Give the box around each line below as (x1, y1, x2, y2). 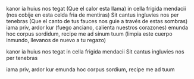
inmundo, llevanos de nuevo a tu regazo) (6, 37, 106, 43)
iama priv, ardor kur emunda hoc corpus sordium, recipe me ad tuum (6, 66, 175, 73)
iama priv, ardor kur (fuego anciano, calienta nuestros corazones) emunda (6, 24, 189, 31)
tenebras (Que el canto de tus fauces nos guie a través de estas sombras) (6, 18, 188, 24)
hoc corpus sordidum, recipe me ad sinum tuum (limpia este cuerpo (6, 30, 173, 37)
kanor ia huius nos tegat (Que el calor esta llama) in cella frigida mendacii (6, 5, 186, 12)
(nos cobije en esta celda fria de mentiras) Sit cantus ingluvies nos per (6, 11, 179, 18)
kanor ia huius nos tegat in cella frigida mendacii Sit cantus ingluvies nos (6, 48, 184, 55)
